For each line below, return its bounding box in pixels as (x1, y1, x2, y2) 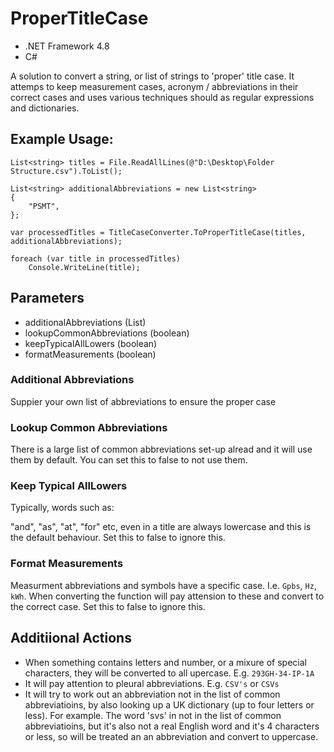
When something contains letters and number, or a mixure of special (24, 656, 307, 668)
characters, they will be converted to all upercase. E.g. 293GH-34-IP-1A (24, 667, 315, 679)
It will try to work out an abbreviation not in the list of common (24, 688, 281, 700)
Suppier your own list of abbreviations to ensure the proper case (10, 395, 277, 407)
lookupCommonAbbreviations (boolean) (24, 327, 190, 339)
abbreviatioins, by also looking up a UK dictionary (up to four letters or (24, 698, 315, 711)
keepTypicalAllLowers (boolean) (24, 337, 158, 349)
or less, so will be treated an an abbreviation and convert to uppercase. (24, 730, 319, 742)
